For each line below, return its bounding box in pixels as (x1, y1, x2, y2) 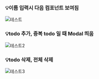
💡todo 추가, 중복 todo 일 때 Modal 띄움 (5, 30, 94, 37)
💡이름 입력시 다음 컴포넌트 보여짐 (5, 4, 79, 11)
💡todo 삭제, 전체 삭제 (5, 56, 53, 63)
